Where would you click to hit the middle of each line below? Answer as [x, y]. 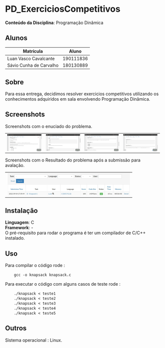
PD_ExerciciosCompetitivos [63, 9]
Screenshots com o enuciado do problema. [49, 126]
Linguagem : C [20, 222]
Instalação [22, 210]
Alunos [16, 38]
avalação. [15, 165]
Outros [16, 328]
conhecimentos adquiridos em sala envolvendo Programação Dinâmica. [78, 99]
